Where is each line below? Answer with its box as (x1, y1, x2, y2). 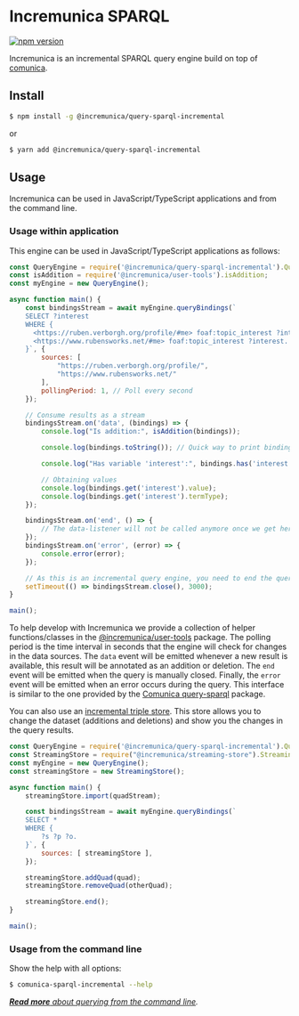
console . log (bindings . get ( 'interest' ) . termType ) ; (41, 492, 229, 500)
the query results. (9, 725, 74, 736)
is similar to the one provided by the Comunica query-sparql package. (9, 688, 266, 700)
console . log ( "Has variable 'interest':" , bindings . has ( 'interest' (41, 459, 293, 468)
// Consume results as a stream (25, 410, 145, 419)
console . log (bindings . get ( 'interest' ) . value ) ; (41, 484, 217, 492)
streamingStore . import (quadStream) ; (25, 791, 162, 801)
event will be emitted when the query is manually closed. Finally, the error (9, 670, 281, 680)
